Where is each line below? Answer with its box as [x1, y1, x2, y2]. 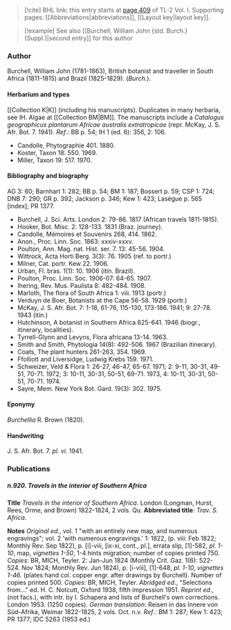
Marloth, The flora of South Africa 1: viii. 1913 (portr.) [17, 289, 167, 297]
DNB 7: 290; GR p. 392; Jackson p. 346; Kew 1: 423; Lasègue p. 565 [7, 194, 203, 203]
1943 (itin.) [17, 311, 48, 319]
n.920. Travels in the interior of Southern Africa [7, 481, 147, 489]
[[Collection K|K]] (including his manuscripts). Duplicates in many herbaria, [7, 105, 221, 114]
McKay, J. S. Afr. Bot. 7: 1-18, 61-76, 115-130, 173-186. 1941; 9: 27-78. [17, 303, 212, 312]
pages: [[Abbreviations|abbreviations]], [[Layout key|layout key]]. [24, 13, 211, 21]
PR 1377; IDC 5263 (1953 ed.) [7, 615, 91, 623]
